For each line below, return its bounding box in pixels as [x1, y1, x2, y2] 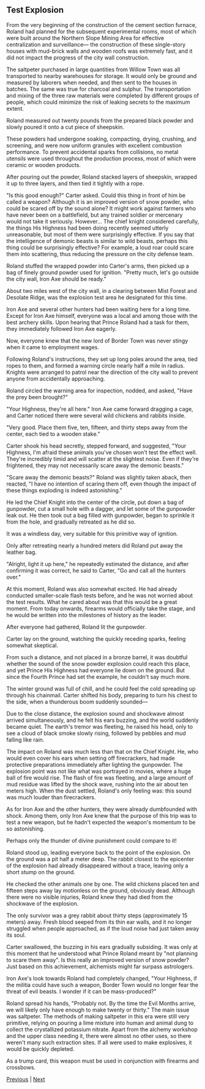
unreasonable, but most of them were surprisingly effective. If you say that [6, 230, 195, 238]
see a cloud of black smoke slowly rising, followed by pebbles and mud [6, 729, 187, 737]
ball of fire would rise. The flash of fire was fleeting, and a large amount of [6, 773, 194, 781]
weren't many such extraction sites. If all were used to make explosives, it [6, 1039, 192, 1046]
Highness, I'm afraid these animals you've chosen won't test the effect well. [6, 448, 198, 456]
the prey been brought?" [6, 393, 69, 401]
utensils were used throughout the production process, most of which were [6, 155, 196, 162]
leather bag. [6, 548, 37, 556]
